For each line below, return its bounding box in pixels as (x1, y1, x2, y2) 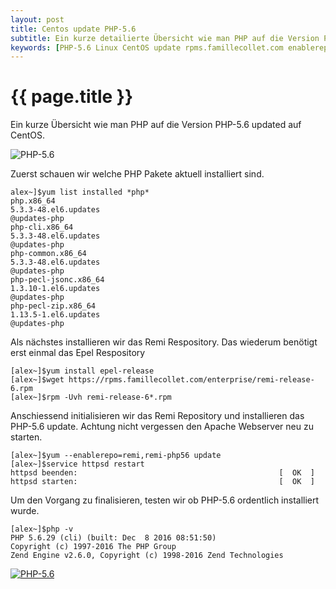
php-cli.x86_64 (10, 222, 74, 233)
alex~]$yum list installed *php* (10, 187, 150, 198)
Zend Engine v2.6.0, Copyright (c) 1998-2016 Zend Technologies (10, 551, 284, 561)
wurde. (10, 505, 40, 517)
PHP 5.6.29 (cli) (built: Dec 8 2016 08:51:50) (10, 533, 217, 543)
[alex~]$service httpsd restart (10, 459, 145, 470)
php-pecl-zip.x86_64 (10, 301, 97, 311)
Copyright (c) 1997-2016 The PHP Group (10, 542, 177, 552)
